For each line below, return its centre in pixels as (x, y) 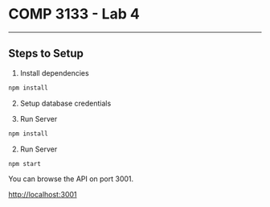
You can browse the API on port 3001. (71, 179)
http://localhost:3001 (43, 195)
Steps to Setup (46, 54)
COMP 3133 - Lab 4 (74, 14)
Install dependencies (55, 72)
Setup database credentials (65, 103)
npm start (25, 164)
